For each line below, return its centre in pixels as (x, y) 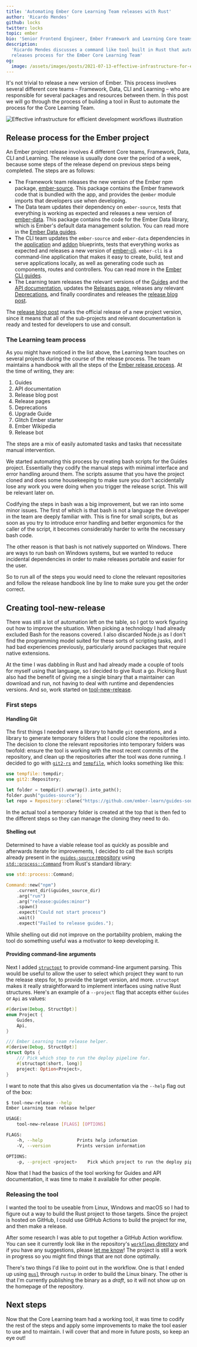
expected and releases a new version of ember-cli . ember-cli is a (93, 251)
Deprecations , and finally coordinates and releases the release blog (96, 294)
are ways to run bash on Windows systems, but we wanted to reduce (89, 553)
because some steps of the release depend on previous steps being (88, 165)
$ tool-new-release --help (39, 1103)
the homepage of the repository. (45, 1286)
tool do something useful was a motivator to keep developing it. (83, 940)
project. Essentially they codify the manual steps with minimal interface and (97, 468)
